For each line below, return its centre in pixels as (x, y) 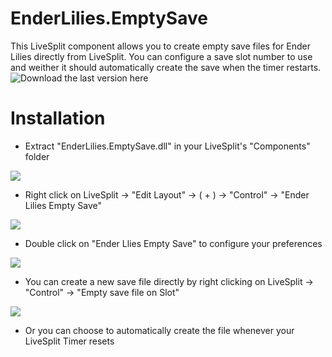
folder (37, 156)
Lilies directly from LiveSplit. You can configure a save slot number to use (161, 56)
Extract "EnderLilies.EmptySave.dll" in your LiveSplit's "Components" (167, 146)
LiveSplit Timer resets (69, 341)
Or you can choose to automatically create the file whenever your (159, 330)
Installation (58, 118)
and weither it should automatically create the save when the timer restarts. (166, 67)
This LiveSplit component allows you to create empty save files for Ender (160, 46)
